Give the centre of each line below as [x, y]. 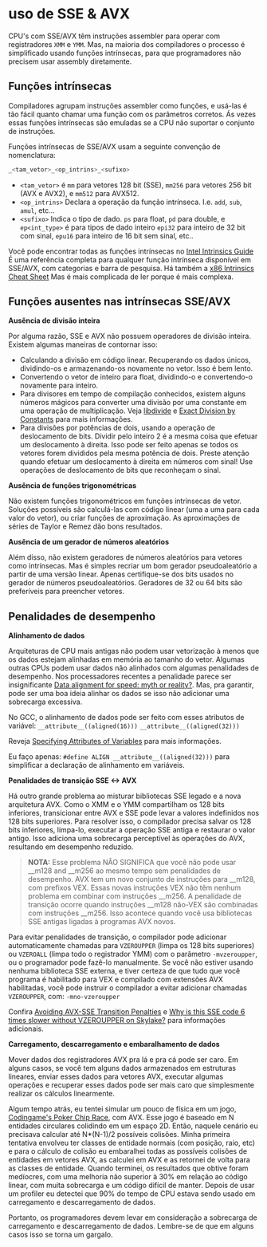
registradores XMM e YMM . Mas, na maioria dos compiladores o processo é [127, 44]
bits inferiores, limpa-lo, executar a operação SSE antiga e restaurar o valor [132, 830]
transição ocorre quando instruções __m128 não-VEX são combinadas [143, 905]
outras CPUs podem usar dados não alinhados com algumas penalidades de [133, 668]
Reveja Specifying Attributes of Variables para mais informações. [115, 742]
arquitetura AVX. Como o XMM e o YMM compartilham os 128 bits [116, 804]
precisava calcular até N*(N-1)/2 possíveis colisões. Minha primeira [120, 1135]
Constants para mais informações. [76, 419]
